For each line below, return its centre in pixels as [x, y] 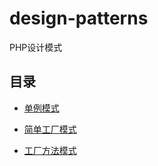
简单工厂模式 [50, 129]
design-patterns [79, 18]
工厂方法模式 [50, 150]
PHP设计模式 [36, 47]
